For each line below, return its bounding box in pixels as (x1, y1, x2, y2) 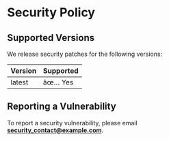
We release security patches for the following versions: (7, 50, 163, 58)
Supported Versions (7, 32, 94, 44)
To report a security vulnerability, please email (7, 119, 138, 127)
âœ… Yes (43, 78, 74, 87)
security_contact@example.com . (7, 126, 104, 134)
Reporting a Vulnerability (7, 101, 116, 112)
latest (10, 78, 29, 87)
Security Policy (7, 5, 96, 20)
